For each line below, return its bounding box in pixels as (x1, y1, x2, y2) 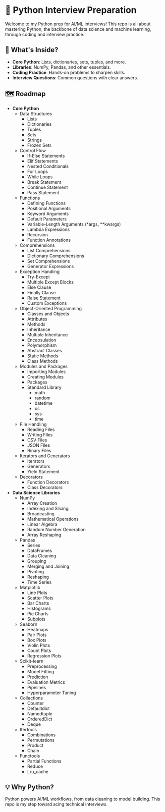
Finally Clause (27, 289, 56, 295)
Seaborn (19, 621, 38, 627)
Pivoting (27, 568, 44, 574)
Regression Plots (27, 652, 62, 658)
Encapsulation (27, 337, 56, 343)
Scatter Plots (27, 595, 54, 601)
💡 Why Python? (5, 783, 54, 791)
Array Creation (27, 500, 57, 506)
